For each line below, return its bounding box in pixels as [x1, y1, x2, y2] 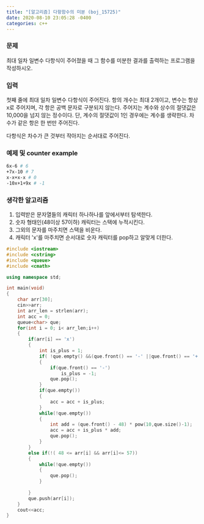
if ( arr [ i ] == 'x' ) [28, 336, 75, 342]
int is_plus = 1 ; [38, 348, 84, 354]
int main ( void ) [6, 285, 45, 291]
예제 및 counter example [6, 149, 78, 157]
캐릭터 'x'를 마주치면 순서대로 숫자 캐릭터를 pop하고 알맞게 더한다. [15, 234, 173, 242]
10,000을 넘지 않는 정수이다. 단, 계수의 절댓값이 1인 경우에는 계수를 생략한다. [6, 111, 188, 119]
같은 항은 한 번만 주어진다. [17, 119, 80, 126]
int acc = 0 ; [17, 313, 51, 320]
